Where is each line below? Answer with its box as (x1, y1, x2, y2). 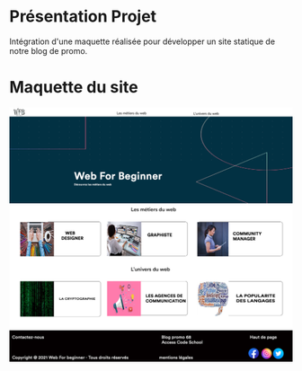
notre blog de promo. (9, 45, 88, 56)
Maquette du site (9, 77, 138, 98)
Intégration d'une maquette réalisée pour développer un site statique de (9, 36, 276, 47)
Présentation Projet (9, 6, 157, 27)
